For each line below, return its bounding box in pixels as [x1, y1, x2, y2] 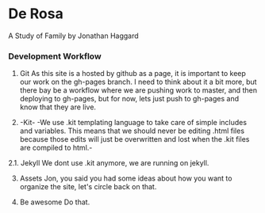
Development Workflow [8, 51, 102, 62]
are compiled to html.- [19, 143, 93, 153]
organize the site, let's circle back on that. [19, 182, 157, 192]
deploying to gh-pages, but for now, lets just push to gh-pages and [19, 94, 240, 104]
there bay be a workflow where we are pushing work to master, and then [19, 86, 258, 95]
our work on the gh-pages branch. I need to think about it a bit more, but [19, 77, 257, 87]
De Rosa [8, 5, 63, 23]
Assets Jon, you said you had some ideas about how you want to [19, 173, 232, 183]
